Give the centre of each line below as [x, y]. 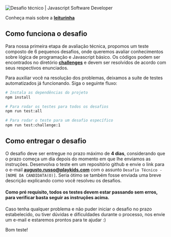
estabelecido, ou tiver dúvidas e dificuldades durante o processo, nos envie [85, 215]
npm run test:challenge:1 [33, 125]
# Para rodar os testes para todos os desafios [57, 106]
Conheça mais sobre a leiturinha [40, 18]
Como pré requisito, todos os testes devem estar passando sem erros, [81, 192]
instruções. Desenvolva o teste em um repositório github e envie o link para [85, 164]
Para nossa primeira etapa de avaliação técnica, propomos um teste [77, 46]
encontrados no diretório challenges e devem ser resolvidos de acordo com [86, 62]
